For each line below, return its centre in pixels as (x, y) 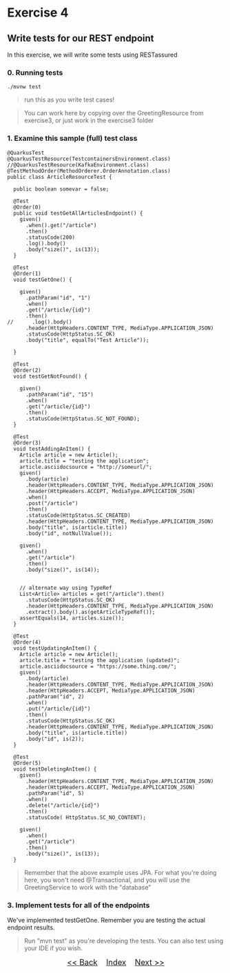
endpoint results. (31, 927)
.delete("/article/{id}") (62, 805)
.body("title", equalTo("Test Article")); (87, 340)
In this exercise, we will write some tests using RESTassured (92, 55)
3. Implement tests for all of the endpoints (79, 905)
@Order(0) (27, 207)
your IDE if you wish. (53, 948)
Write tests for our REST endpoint (81, 38)
